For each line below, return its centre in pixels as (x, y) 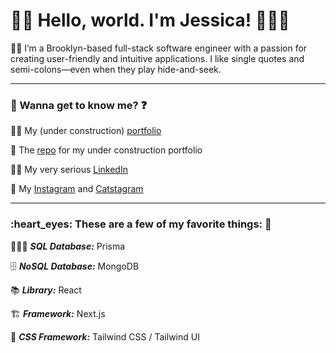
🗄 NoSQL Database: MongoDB (75, 266)
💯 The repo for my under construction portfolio (106, 150)
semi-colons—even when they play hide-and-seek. (116, 69)
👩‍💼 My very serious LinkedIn (69, 170)
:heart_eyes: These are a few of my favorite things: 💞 (141, 224)
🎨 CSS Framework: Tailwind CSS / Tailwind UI (105, 336)
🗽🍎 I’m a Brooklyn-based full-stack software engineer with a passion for (159, 48)
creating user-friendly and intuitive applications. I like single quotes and (157, 58)
